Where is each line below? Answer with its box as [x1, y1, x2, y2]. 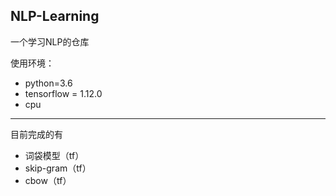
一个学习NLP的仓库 [10, 35, 90, 48]
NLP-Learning [10, 8, 100, 25]
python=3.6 [24, 77, 73, 89]
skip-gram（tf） [24, 162, 92, 174]
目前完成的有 [10, 128, 63, 140]
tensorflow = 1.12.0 [24, 87, 103, 99]
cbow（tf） [24, 174, 72, 186]
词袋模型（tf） [24, 149, 85, 161]
